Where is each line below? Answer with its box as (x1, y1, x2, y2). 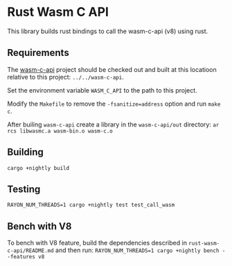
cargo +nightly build (7, 164, 70, 171)
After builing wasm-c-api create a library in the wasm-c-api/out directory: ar (7, 120, 220, 129)
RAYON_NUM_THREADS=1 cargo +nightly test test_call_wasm (7, 202, 175, 209)
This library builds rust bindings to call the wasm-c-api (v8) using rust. (7, 27, 208, 35)
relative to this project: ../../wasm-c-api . (7, 73, 125, 81)
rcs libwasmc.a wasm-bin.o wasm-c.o (7, 127, 113, 135)
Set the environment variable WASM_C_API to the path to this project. (7, 86, 197, 94)
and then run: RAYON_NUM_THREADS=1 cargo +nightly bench (55, 246, 220, 254)
